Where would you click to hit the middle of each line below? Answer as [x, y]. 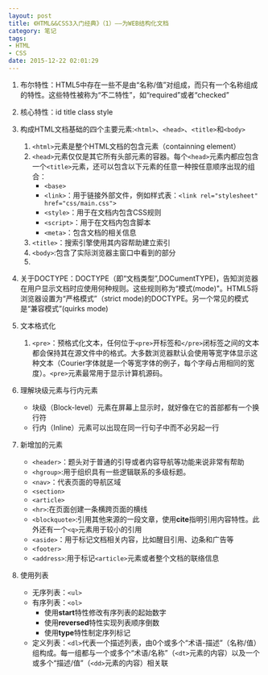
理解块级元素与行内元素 [59, 390]
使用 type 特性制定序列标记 [87, 632]
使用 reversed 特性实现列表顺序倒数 [102, 623]
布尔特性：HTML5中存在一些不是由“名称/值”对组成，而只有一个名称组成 [139, 85]
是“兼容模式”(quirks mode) [64, 308]
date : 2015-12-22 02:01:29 [54, 61]
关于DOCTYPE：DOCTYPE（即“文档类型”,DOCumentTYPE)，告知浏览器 [139, 278]
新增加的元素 [41, 444]
